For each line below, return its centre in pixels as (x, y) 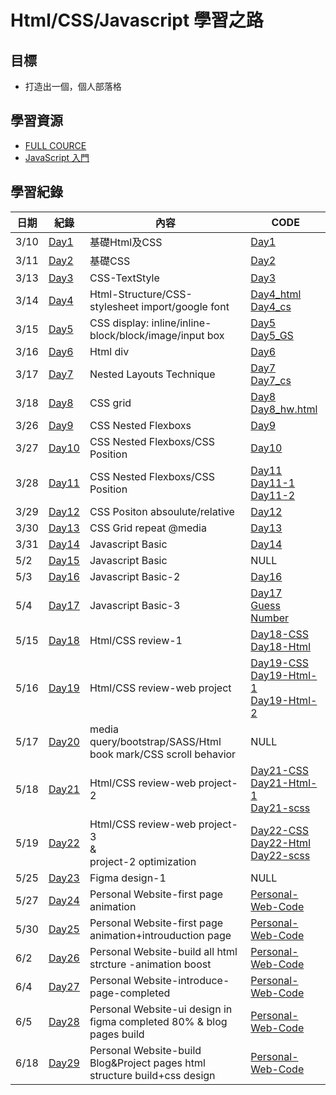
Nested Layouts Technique (152, 374)
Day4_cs (271, 306)
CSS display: (119, 323)
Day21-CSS (279, 770)
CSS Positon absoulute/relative (162, 511)
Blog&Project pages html (147, 1063)
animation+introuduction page (160, 935)
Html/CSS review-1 (136, 640)
